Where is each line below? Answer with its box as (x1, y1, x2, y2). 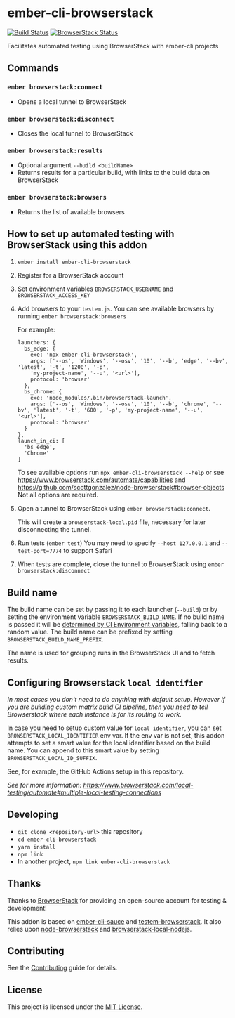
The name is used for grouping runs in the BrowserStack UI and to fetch (7, 648, 215, 658)
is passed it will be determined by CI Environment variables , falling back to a (7, 620, 228, 629)
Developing (7, 809, 58, 821)
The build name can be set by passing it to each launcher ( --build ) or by (7, 606, 218, 614)
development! (7, 903, 47, 912)
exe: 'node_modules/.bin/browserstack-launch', (30, 395, 172, 402)
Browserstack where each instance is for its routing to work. (7, 710, 182, 718)
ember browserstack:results (7, 146, 103, 155)
